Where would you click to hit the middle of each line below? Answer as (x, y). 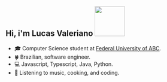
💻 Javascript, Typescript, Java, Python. (63, 64)
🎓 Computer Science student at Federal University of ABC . (88, 48)
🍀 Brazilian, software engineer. (52, 57)
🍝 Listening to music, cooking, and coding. (67, 72)
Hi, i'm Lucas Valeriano (49, 34)
